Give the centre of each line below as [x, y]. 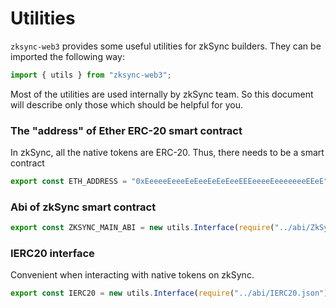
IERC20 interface [52, 254]
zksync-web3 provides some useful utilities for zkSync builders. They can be [166, 46]
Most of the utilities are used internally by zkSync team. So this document [162, 94]
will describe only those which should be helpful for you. [126, 104]
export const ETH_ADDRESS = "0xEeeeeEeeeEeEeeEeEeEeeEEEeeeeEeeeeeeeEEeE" [169, 182]
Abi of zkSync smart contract [83, 207]
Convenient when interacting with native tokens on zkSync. [132, 275]
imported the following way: [67, 56]
